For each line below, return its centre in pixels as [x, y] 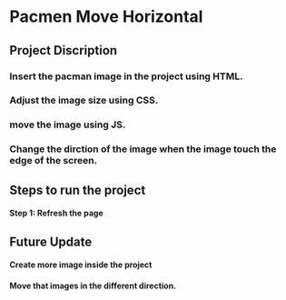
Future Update [51, 241]
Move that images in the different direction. [93, 285]
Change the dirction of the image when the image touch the [143, 149]
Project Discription [64, 50]
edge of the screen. [54, 161]
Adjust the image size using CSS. [84, 100]
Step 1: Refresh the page [56, 213]
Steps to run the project [78, 190]
